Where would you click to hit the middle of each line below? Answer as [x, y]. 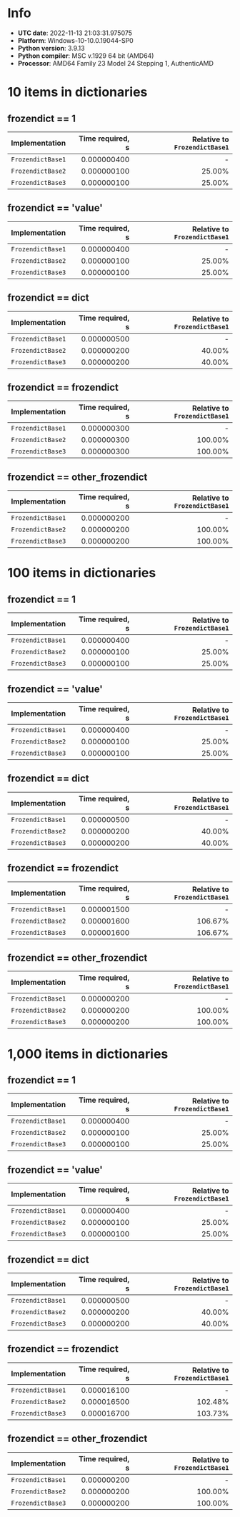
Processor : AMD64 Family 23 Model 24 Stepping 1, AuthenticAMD [116, 63]
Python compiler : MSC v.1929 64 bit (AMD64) [86, 56]
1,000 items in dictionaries [88, 1054]
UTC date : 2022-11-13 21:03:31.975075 [75, 33]
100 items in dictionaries [82, 573]
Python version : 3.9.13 [51, 48]
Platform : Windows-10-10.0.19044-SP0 [75, 40]
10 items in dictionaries [77, 92]
